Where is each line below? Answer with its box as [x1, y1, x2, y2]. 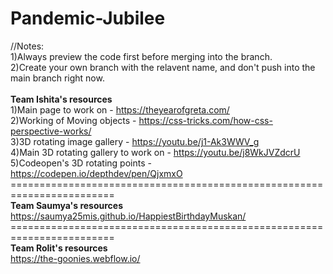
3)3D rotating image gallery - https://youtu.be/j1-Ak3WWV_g [10, 135, 260, 147]
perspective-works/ [10, 125, 92, 137]
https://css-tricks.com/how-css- [138, 114, 273, 126]
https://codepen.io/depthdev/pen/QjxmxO [10, 167, 183, 179]
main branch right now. [10, 72, 105, 84]
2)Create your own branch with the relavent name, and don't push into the [10, 61, 316, 73]
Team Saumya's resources [10, 199, 124, 211]
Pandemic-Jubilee [10, 7, 166, 30]
